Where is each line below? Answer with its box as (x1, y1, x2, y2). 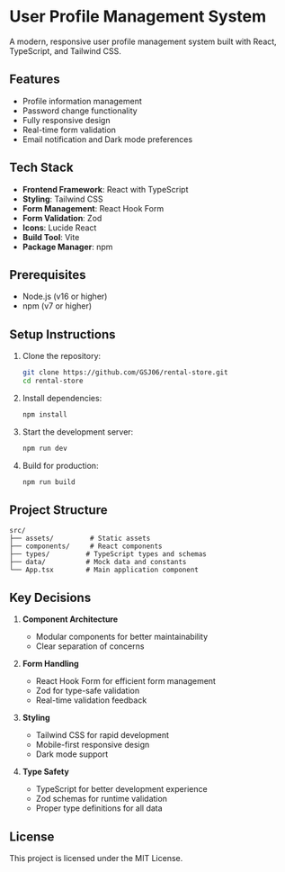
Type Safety (22, 767, 69, 778)
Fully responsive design (22, 114, 111, 125)
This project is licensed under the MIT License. (9, 853, 183, 863)
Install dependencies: (22, 392, 102, 403)
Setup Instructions (9, 327, 116, 342)
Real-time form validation (22, 124, 117, 135)
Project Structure (9, 502, 108, 517)
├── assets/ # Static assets (9, 534, 151, 544)
